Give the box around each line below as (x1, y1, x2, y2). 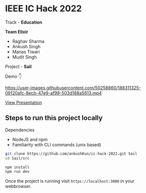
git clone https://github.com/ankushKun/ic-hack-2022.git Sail (5, 151, 138, 156)
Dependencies (5, 127, 35, 133)
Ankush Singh (12, 43, 41, 49)
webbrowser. (5, 183, 32, 190)
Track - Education (5, 19, 43, 25)
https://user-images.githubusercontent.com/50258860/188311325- (5, 85, 141, 91)
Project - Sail (5, 64, 32, 69)
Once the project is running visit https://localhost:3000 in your (5, 178, 135, 184)
